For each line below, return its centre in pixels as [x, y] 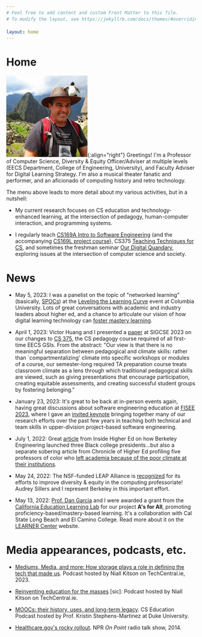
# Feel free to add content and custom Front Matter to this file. [93, 13]
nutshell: [17, 199]
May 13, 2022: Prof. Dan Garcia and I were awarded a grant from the [99, 500]
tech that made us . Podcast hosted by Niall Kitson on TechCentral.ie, [100, 573]
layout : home [23, 32]
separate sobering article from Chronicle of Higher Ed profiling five [98, 452]
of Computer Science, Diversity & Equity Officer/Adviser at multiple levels [97, 161]
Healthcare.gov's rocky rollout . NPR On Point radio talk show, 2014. [98, 628]
